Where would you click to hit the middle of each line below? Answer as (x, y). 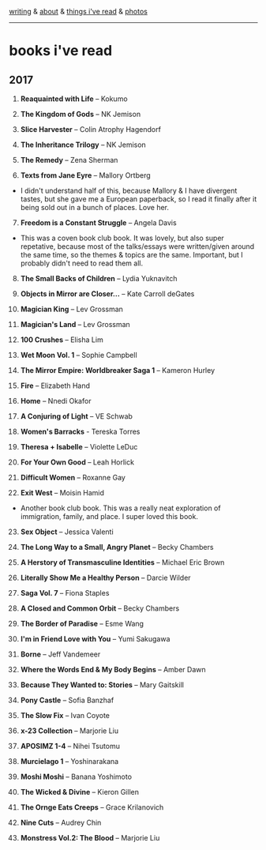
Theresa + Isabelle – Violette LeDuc (79, 447)
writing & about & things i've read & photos (79, 11)
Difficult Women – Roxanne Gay (73, 478)
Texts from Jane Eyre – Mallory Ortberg (85, 175)
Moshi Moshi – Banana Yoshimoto (76, 777)
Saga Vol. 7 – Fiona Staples (65, 593)
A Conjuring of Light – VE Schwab (77, 416)
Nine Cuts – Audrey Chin (61, 822)
